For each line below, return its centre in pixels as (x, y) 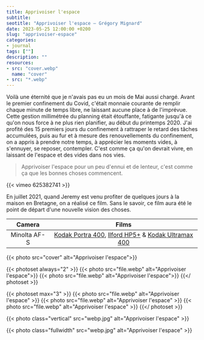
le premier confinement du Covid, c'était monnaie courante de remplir (93, 103)
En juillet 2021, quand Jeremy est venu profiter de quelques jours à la (93, 197)
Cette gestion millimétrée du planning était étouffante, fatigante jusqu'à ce (99, 117)
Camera (28, 225)
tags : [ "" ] (20, 52)
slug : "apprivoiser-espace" (42, 35)
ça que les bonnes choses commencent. (72, 173)
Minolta (21, 235)
